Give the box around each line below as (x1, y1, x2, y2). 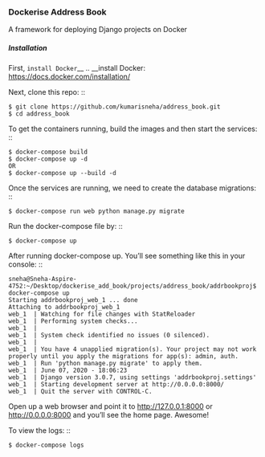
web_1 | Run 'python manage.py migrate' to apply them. (8, 360, 203, 368)
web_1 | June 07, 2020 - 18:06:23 (8, 366, 128, 375)
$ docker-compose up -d (8, 155, 88, 163)
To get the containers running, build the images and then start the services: (8, 124, 258, 134)
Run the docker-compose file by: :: (8, 222, 123, 231)
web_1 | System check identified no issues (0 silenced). (8, 332, 210, 340)
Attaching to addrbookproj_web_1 (8, 304, 120, 312)
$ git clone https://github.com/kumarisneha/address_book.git (8, 103, 221, 111)
